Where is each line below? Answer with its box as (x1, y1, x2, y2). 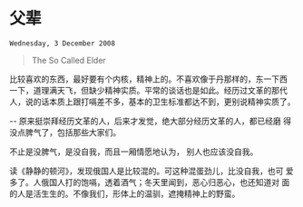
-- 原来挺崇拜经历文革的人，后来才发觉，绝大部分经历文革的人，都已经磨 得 (9, 115, 292, 126)
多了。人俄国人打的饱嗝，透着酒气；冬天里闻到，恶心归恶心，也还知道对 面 (9, 176, 290, 187)
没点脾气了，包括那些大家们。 (9, 126, 121, 137)
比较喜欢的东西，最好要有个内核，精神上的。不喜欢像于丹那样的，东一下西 (9, 74, 288, 84)
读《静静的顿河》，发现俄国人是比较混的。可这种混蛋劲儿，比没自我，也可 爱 (9, 165, 294, 176)
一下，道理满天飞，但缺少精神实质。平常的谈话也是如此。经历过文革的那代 (9, 84, 288, 95)
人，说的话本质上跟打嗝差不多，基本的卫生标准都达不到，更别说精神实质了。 (9, 96, 296, 107)
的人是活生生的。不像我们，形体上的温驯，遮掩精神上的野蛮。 (9, 188, 240, 199)
